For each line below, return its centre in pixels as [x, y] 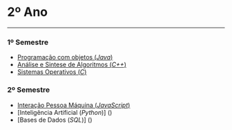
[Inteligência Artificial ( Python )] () [65, 112]
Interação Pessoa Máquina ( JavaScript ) [74, 105]
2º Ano [28, 12]
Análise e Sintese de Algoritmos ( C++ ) [71, 65]
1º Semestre [28, 42]
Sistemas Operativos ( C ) [52, 72]
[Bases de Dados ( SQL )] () [55, 120]
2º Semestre [29, 90]
